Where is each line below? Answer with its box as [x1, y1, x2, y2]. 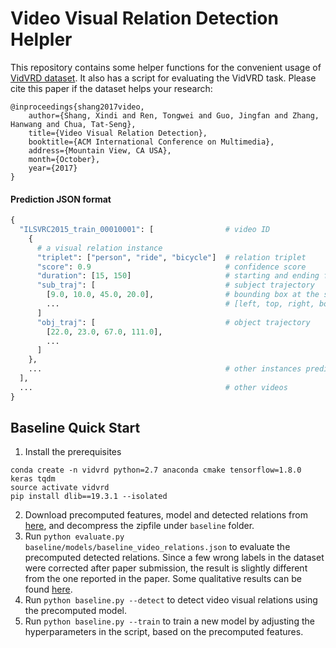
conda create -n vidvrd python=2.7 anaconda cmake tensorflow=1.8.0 [10, 465, 302, 476]
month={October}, [28, 154, 101, 164]
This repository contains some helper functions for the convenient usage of [10, 61, 322, 73]
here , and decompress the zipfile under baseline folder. [24, 520, 255, 532]
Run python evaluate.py [24, 530, 125, 542]
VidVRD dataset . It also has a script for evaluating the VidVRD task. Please [10, 72, 317, 84]
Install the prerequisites [24, 446, 122, 458]
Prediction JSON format [10, 193, 112, 205]
